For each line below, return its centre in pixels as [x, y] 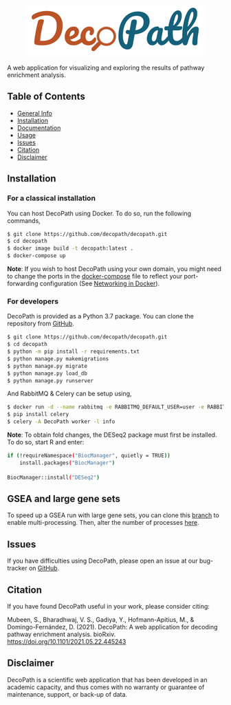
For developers [33, 301]
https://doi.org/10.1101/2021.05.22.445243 [67, 641]
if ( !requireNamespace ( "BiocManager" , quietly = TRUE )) [89, 456]
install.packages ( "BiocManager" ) [67, 463]
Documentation [39, 128]
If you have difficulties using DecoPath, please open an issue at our [102, 561]
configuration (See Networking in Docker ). [100, 283]
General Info [35, 113]
